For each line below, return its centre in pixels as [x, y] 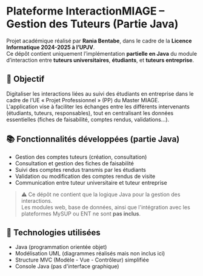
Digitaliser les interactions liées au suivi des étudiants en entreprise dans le [100, 94]
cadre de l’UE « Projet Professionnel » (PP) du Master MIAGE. [83, 100]
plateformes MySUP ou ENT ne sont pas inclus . [81, 214]
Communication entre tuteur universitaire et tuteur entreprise [91, 182]
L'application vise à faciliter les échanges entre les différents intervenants [98, 107]
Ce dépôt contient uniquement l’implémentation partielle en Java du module [102, 53]
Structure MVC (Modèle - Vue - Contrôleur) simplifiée [82, 260]
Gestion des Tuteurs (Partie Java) [92, 24]
